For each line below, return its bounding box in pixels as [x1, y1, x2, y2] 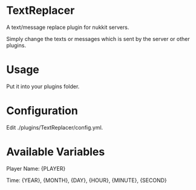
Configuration [6, 104, 79, 118]
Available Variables [6, 145, 105, 159]
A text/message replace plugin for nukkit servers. [6, 24, 129, 31]
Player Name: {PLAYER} [6, 165, 66, 172]
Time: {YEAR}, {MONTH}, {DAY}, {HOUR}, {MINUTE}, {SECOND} [6, 176, 168, 184]
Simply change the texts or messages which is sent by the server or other [6, 35, 191, 42]
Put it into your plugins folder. [6, 83, 80, 90]
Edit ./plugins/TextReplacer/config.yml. [6, 124, 103, 131]
